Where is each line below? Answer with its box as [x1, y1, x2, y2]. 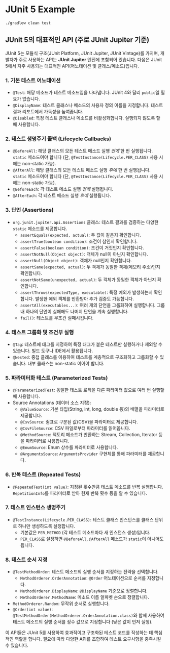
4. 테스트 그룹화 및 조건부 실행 [5, 329, 74, 336]
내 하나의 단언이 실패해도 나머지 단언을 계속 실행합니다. [20, 308, 129, 314]
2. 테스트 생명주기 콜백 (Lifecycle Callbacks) [5, 135, 112, 142]
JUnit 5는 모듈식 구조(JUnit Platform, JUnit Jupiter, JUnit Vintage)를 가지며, [5, 50, 159, 56]
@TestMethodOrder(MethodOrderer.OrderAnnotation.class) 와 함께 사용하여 [12, 612, 165, 618]
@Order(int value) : [12, 606, 53, 613]
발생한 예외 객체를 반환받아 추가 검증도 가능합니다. [35, 295, 134, 302]
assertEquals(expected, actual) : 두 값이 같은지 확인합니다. [20, 232, 141, 238]
